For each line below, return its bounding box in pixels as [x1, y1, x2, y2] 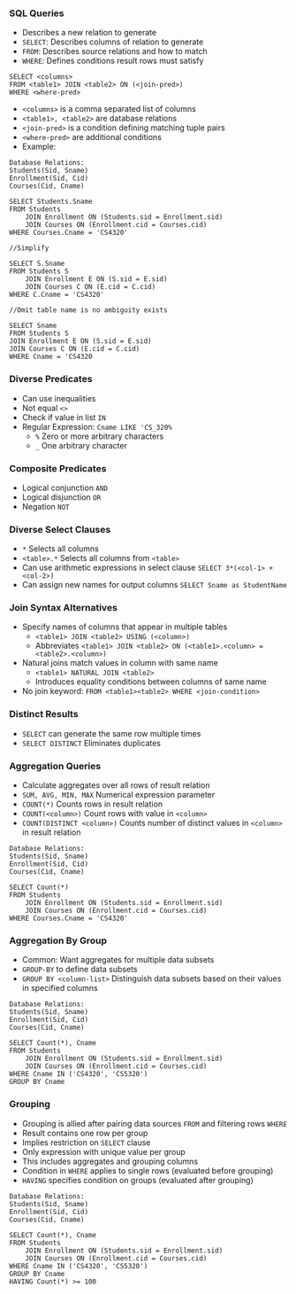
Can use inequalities [21, 393, 96, 403]
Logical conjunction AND [21, 482, 109, 493]
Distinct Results [9, 708, 79, 721]
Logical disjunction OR [21, 491, 102, 503]
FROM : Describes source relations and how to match [21, 46, 208, 57]
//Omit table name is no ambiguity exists [9, 306, 168, 315]
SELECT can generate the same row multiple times [21, 728, 201, 738]
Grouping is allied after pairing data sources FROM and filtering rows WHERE [21, 1118, 287, 1128]
